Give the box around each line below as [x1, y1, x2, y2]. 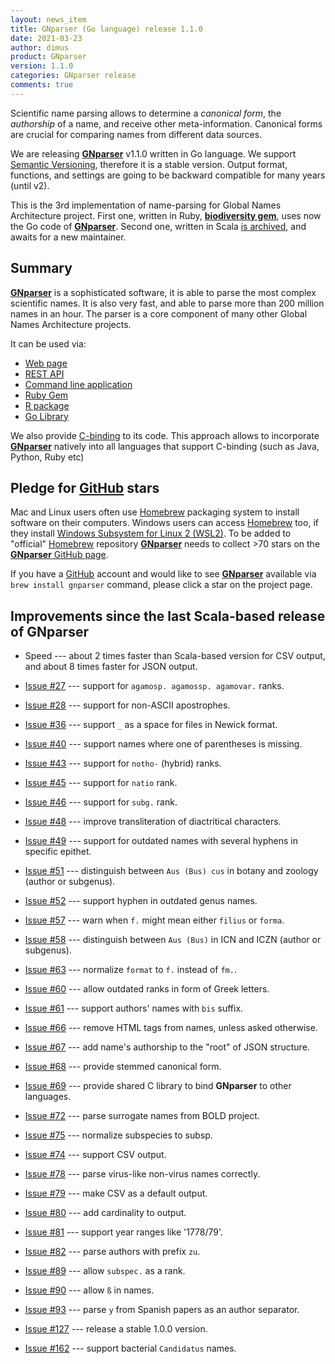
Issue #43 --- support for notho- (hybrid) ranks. [24, 757, 222, 770]
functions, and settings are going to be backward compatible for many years [10, 169, 326, 181]
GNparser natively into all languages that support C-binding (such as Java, [10, 440, 320, 452]
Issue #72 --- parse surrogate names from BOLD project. [24, 1110, 260, 1122]
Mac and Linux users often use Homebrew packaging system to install [10, 506, 300, 518]
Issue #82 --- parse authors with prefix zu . [24, 1246, 201, 1258]
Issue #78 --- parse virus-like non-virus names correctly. [24, 1168, 261, 1180]
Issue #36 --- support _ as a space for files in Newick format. [24, 719, 278, 731]
